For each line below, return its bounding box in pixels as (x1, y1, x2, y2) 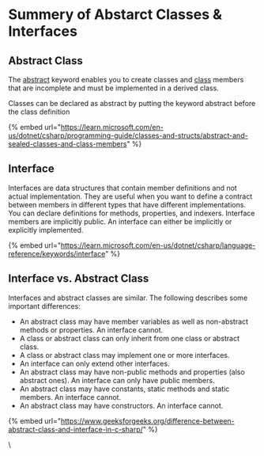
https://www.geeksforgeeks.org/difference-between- (60, 416, 235, 425)
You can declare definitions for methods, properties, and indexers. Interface (8, 208, 255, 218)
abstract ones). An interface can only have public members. (19, 375, 215, 385)
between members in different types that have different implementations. (8, 199, 247, 209)
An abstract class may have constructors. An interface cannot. (19, 401, 224, 410)
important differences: (8, 301, 81, 310)
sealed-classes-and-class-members (8, 139, 127, 148)
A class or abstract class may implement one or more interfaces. (19, 350, 231, 359)
